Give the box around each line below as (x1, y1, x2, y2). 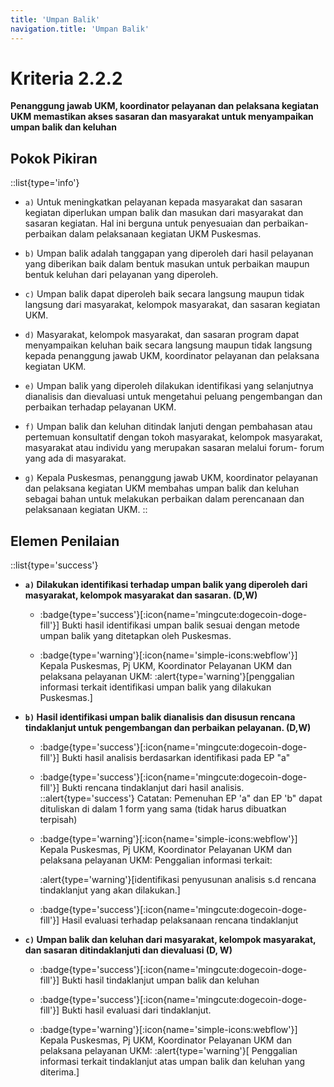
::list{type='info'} (10, 177, 80, 189)
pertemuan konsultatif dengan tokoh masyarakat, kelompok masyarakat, (24, 431, 323, 443)
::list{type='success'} (10, 559, 99, 571)
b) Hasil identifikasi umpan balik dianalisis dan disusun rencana (24, 711, 296, 723)
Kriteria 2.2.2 (10, 67, 123, 90)
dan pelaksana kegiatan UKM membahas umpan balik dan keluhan (24, 482, 300, 495)
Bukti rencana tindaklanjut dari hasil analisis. (61, 782, 245, 794)
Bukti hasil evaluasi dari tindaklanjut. (61, 1004, 212, 1016)
